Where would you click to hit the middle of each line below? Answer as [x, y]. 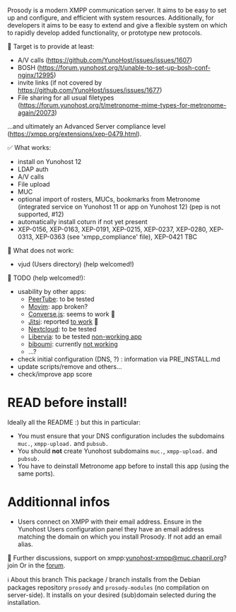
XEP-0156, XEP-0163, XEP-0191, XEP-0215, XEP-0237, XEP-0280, [113, 229]
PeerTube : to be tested [61, 299]
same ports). [36, 473]
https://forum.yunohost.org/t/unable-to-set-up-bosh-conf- [125, 67]
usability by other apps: [52, 292]
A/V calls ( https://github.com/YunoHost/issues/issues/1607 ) [105, 60]
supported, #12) [41, 214]
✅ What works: [29, 147]
